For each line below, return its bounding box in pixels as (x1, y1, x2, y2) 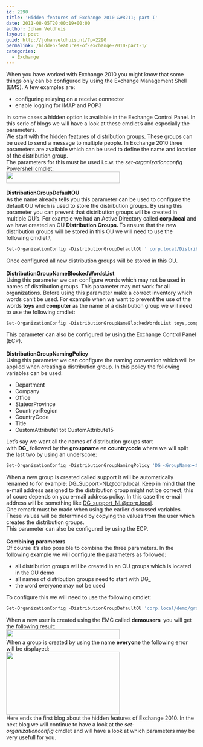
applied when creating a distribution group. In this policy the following (6, 363, 180, 370)
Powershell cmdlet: (6, 165, 54, 172)
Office (14, 394, 31, 402)
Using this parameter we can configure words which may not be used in (6, 276, 185, 284)
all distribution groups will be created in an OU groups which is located (14, 563, 192, 570)
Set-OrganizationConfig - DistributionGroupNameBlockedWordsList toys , (6, 320, 188, 326)
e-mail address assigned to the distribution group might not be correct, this (6, 486, 193, 494)
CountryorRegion (14, 407, 59, 414)
